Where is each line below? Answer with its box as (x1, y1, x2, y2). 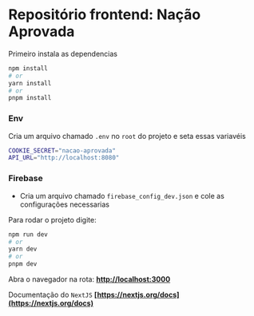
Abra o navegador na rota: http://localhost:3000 (8, 275, 171, 284)
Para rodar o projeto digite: (8, 215, 97, 224)
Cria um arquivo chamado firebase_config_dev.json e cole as (19, 191, 225, 200)
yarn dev (8, 245, 38, 253)
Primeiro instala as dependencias (8, 49, 118, 58)
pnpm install (8, 94, 52, 102)
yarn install (8, 79, 52, 87)
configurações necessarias (19, 199, 110, 209)
